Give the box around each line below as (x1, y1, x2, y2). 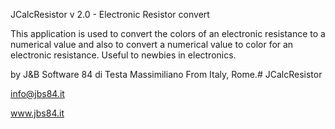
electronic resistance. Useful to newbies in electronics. (10, 49, 237, 61)
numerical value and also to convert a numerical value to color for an (10, 39, 294, 50)
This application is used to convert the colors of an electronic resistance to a (10, 28, 326, 39)
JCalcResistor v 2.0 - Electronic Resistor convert (10, 9, 210, 20)
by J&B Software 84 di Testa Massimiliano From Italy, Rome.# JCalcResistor (10, 69, 323, 80)
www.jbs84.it (10, 107, 65, 119)
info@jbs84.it (10, 88, 65, 99)
